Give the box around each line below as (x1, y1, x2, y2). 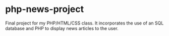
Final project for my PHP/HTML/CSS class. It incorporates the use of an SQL (5, 20, 164, 26)
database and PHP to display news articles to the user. (5, 25, 119, 31)
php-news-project (5, 3, 84, 15)
